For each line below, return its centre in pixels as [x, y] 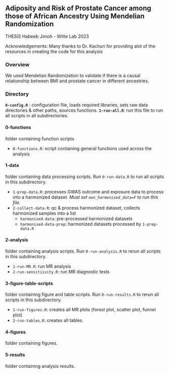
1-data [12, 165]
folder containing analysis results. [40, 366]
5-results [15, 355]
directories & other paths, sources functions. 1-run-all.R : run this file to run [84, 110]
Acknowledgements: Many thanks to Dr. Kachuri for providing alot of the [80, 46]
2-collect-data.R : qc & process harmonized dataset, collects [76, 208]
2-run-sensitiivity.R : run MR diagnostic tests [61, 272]
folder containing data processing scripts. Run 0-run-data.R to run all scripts [85, 176]
